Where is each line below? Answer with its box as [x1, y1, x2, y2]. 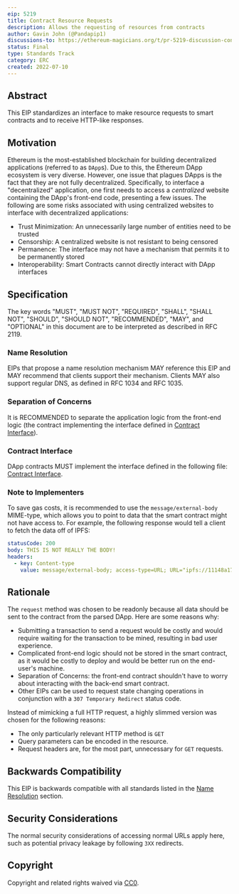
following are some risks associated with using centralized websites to [7, 201, 214, 210]
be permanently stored [17, 253, 85, 261]
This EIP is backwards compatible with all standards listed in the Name [7, 784, 215, 793]
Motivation [7, 137, 57, 149]
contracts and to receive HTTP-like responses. [7, 116, 144, 125]
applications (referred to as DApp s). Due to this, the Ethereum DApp [7, 163, 203, 172]
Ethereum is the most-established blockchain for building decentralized [7, 156, 217, 164]
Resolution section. [7, 792, 64, 801]
